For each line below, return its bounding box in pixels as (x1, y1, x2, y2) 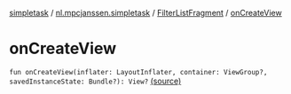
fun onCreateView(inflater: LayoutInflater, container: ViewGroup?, (9, 67, 268, 76)
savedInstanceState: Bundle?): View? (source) (9, 75, 182, 86)
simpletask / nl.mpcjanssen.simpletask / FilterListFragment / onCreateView (9, 8, 282, 18)
